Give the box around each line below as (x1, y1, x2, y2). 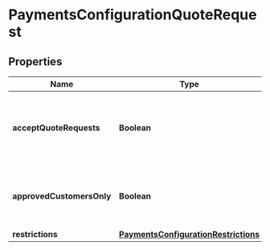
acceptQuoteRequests (12, 122, 100, 133)
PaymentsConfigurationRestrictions (119, 229, 260, 240)
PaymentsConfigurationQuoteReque (8, 6, 257, 24)
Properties (8, 55, 63, 68)
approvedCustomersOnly (12, 191, 112, 202)
